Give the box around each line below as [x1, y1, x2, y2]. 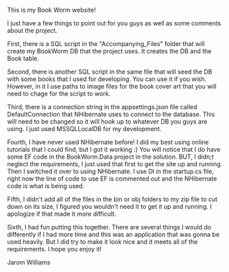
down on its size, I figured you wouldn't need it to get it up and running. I [7, 203, 212, 210]
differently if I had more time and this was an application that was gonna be [7, 230, 220, 238]
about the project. [7, 27, 58, 34]
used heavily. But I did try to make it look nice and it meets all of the [7, 238, 198, 246]
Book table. [7, 54, 40, 63]
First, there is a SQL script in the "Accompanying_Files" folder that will [7, 40, 205, 47]
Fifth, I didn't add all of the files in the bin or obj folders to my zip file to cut [7, 195, 218, 203]
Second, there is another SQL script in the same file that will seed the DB [7, 68, 213, 76]
